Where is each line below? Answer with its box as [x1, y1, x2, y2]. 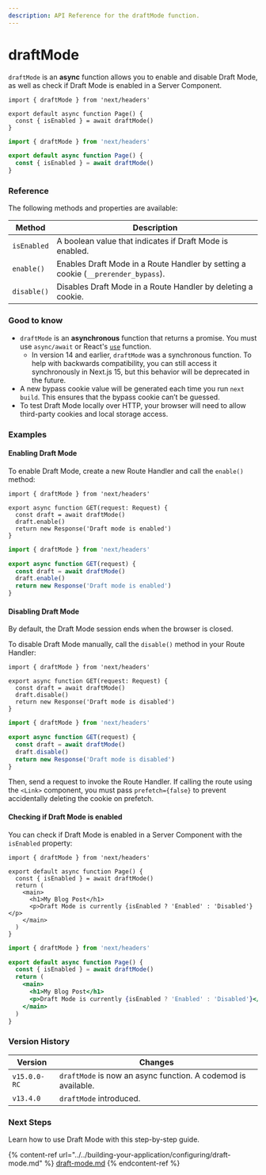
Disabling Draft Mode [8, 607, 80, 616]
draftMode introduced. [59, 1092, 141, 1104]
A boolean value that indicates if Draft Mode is [56, 236, 228, 247]
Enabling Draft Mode [8, 449, 78, 458]
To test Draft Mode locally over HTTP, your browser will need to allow [19, 400, 247, 410]
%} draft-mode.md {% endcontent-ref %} [44, 1158, 180, 1168]
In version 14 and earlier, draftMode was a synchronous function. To [31, 350, 252, 360]
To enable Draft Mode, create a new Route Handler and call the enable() [8, 466, 244, 476]
